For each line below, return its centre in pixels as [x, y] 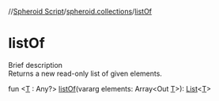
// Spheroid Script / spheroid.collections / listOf [80, 11]
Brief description [36, 65]
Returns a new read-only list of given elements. [85, 73]
